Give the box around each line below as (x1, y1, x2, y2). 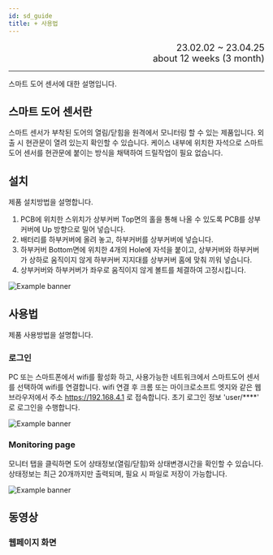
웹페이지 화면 (8, 536, 57, 548)
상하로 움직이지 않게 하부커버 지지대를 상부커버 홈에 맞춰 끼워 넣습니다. (28, 255, 253, 265)
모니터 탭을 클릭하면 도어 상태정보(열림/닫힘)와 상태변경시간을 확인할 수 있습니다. (8, 458, 264, 468)
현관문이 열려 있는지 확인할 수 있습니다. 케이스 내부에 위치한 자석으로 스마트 (25, 138, 264, 148)
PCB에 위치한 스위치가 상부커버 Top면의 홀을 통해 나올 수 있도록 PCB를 (19, 214, 246, 224)
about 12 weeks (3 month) (153, 52, 265, 64)
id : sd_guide (8, 11, 53, 20)
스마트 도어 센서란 (8, 105, 93, 118)
